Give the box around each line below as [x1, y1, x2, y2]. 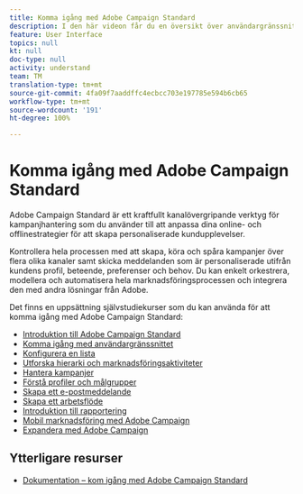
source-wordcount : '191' [9, 105, 103, 114]
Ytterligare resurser [9, 451, 124, 466]
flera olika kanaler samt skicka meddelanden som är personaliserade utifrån [9, 256, 291, 267]
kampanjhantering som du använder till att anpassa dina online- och [9, 219, 262, 230]
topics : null [9, 38, 59, 48]
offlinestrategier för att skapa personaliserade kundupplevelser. [9, 229, 245, 240]
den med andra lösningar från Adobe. [9, 285, 149, 296]
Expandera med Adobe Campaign [22, 425, 149, 435]
